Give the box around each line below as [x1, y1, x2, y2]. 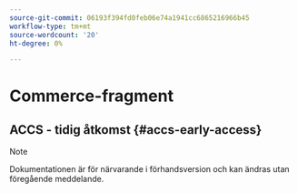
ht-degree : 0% [9, 38, 64, 48]
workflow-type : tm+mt [9, 22, 92, 31]
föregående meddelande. [9, 174, 104, 185]
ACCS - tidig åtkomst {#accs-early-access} [9, 122, 263, 137]
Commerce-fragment [9, 86, 174, 107]
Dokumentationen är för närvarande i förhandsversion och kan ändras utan [9, 164, 290, 175]
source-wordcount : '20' [9, 30, 100, 39]
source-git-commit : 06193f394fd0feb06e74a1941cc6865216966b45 [9, 13, 250, 23]
